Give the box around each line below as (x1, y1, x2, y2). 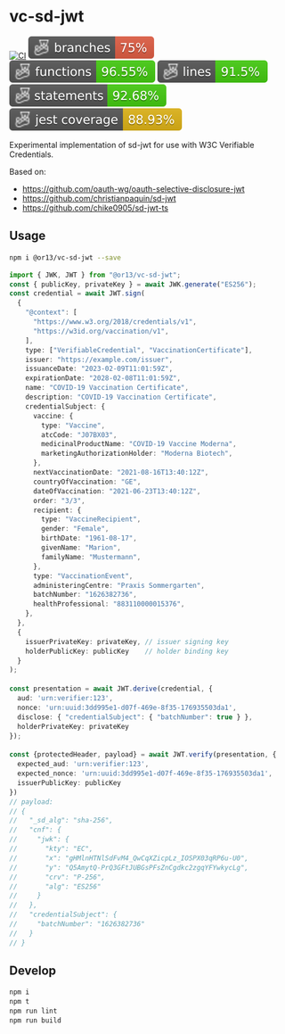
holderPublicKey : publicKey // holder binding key (25, 647, 229, 656)
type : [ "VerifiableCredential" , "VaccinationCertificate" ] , (25, 345, 253, 354)
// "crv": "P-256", (9, 873, 105, 881)
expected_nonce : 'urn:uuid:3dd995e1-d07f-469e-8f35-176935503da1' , (17, 769, 273, 778)
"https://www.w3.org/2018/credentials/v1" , (32, 318, 198, 327)
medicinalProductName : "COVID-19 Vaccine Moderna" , (41, 440, 238, 449)
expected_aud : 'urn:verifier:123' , (17, 760, 150, 769)
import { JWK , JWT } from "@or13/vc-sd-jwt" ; (9, 270, 181, 279)
